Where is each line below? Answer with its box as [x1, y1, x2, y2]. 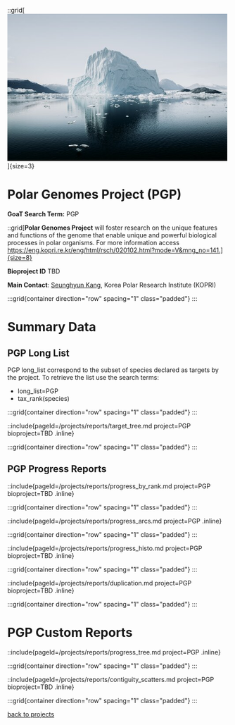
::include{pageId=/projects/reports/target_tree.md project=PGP [7, 421, 191, 430]
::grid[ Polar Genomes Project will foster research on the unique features [7, 223, 218, 232]
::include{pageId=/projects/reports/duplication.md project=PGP [7, 578, 192, 587]
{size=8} [7, 253, 33, 261]
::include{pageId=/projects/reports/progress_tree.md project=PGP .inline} [7, 647, 222, 656]
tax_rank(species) [17, 394, 70, 402]
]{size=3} [7, 162, 35, 170]
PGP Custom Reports [7, 624, 133, 640]
